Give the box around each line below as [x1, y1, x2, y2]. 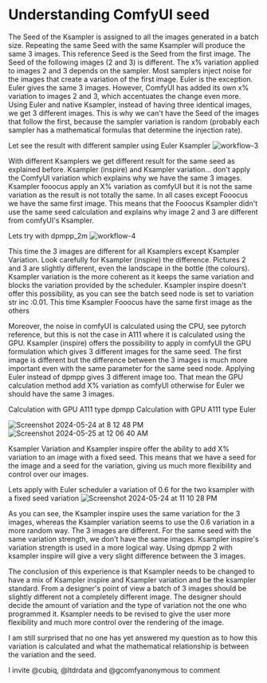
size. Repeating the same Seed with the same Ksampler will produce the [8, 40, 245, 49]
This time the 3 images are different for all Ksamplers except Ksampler [8, 246, 240, 256]
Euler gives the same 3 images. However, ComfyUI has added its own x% [8, 82, 249, 93]
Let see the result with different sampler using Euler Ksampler [8, 140, 211, 150]
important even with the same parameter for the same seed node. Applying [8, 363, 255, 373]
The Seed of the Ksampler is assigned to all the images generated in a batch [8, 32, 259, 41]
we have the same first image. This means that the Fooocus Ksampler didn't [8, 198, 258, 208]
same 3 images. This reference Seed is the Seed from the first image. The [8, 49, 251, 58]
